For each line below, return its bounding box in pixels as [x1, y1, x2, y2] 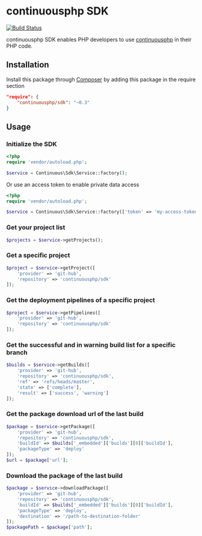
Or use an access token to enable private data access [6, 181, 139, 188]
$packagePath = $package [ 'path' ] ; [6, 525, 93, 531]
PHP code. [6, 42, 33, 49]
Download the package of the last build [6, 471, 123, 480]
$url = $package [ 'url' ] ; [6, 457, 69, 464]
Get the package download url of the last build [6, 410, 144, 418]
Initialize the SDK [6, 140, 57, 148]
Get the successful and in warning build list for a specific [6, 341, 176, 349]
